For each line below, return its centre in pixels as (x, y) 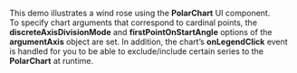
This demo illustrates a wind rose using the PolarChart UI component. (140, 13)
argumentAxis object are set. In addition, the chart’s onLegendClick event (148, 41)
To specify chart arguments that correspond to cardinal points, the (134, 23)
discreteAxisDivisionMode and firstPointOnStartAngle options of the (141, 32)
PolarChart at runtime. (52, 61)
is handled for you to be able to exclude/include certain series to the (137, 51)
